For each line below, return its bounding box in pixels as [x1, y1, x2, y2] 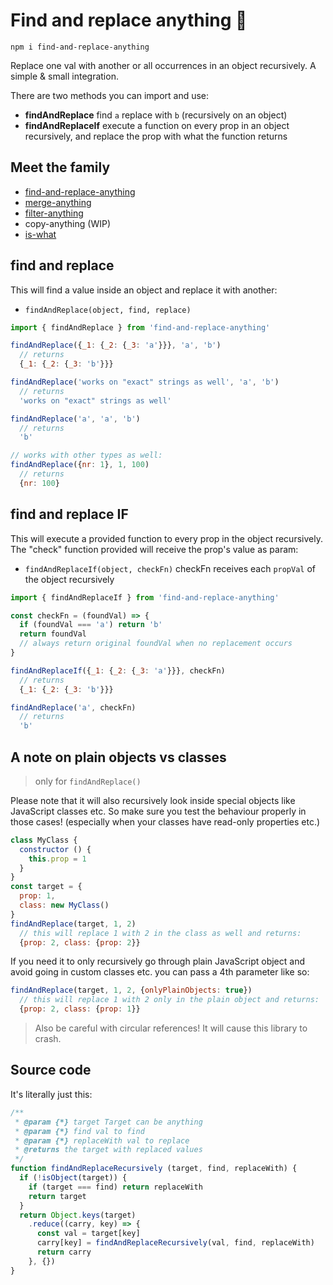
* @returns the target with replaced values [14, 1145, 203, 1155]
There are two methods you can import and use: [10, 89, 210, 101]
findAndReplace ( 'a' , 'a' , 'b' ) [10, 414, 141, 424]
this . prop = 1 [28, 854, 87, 864]
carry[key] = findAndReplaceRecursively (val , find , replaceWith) [36, 1238, 315, 1248]
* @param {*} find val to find [14, 1126, 145, 1136]
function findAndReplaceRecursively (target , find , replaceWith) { [10, 1164, 298, 1174]
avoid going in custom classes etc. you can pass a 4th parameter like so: [10, 966, 310, 978]
